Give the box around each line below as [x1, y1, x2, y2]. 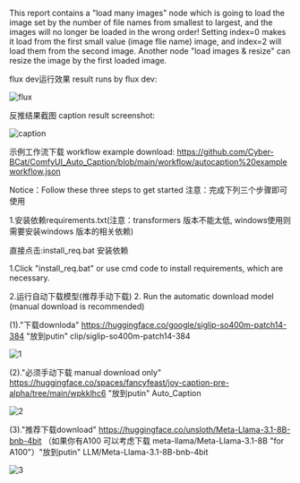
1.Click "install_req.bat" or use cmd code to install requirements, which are [9, 263, 284, 273]
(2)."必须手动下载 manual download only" [9, 367, 162, 377]
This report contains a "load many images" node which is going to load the [9, 8, 285, 18]
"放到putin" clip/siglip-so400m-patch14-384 [26, 331, 191, 341]
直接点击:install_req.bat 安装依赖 [9, 246, 129, 255]
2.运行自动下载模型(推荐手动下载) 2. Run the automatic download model [9, 291, 275, 301]
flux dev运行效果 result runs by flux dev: [9, 73, 158, 84]
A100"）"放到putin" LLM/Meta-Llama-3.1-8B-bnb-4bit [9, 447, 209, 457]
